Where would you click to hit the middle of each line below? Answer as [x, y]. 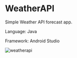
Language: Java [21, 31]
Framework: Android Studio [32, 41]
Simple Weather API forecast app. [39, 22]
